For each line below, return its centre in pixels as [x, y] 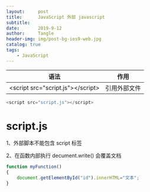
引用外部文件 [123, 88]
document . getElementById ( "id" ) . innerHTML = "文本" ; [78, 178]
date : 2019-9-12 [34, 28]
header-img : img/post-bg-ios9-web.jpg [54, 39]
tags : [13, 50]
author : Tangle [30, 34]
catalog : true [24, 45]
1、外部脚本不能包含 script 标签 [44, 143]
